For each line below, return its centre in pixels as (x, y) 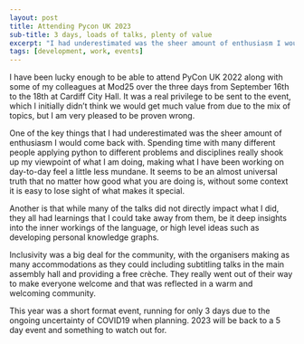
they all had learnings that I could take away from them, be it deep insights (148, 218)
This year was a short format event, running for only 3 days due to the (140, 311)
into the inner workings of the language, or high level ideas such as (134, 228)
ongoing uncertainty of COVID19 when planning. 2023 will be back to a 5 (145, 320)
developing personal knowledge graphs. (85, 237)
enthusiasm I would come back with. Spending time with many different (142, 143)
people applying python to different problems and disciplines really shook (147, 153)
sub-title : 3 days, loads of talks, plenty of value (111, 34)
